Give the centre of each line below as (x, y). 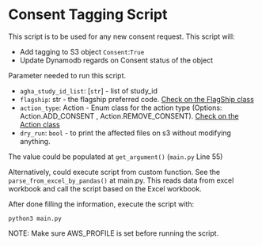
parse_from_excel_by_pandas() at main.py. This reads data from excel (121, 180)
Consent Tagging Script (88, 15)
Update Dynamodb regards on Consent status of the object (116, 60)
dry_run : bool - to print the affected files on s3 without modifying (125, 133)
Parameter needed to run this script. (67, 75)
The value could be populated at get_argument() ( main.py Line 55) (116, 157)
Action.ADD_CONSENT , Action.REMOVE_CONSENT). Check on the (129, 115)
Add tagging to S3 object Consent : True (82, 51)
